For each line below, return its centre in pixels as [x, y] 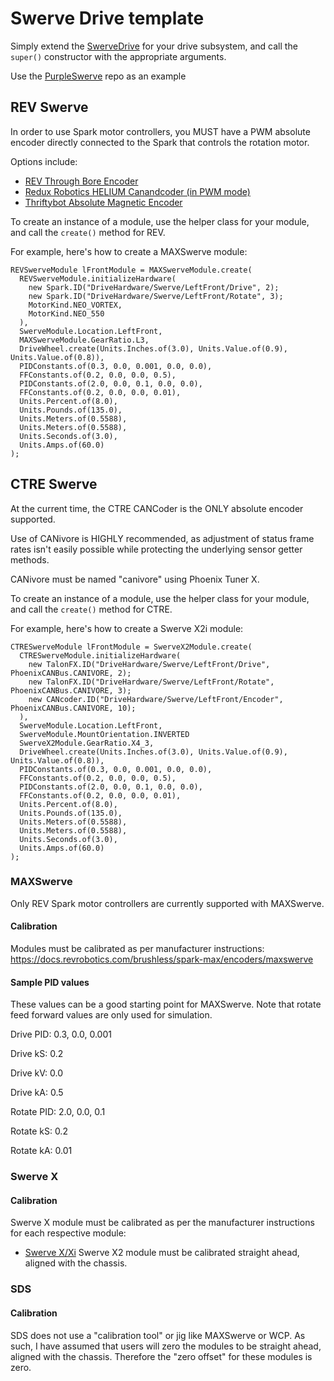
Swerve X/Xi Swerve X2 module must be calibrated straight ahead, [162, 1253]
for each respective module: [68, 1233]
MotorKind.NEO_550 [66, 313]
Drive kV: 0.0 [37, 1073]
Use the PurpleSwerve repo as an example [98, 76]
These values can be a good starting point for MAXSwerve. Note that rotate [166, 1004]
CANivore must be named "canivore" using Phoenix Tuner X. [135, 579]
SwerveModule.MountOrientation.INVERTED [104, 734]
